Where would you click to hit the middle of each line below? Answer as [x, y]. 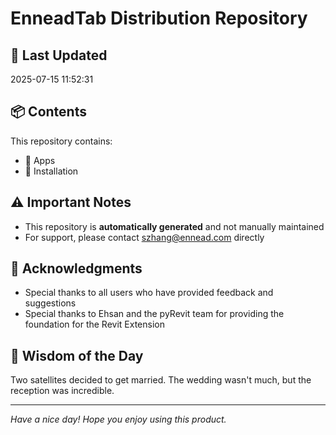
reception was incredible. [62, 391]
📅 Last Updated [59, 55]
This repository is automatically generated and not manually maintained [174, 226]
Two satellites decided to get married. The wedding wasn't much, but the [161, 380]
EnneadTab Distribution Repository [159, 18]
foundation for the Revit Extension [94, 324]
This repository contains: [61, 141]
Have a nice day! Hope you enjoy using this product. [118, 419]
